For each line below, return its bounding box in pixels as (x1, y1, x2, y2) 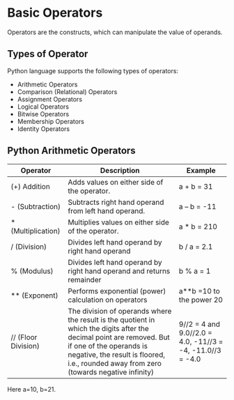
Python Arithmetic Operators (7, 145, 136, 157)
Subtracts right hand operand (68, 197, 164, 207)
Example (186, 165, 216, 175)
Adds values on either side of (68, 177, 164, 187)
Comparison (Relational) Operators (17, 87, 118, 95)
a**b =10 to (178, 286, 221, 295)
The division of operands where (68, 306, 172, 316)
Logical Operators (17, 102, 70, 111)
